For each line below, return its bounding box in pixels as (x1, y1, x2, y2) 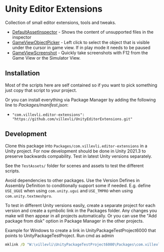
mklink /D (5, 242, 25, 247)
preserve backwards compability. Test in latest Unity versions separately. (5, 153, 152, 159)
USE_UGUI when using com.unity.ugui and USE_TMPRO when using (5, 188, 133, 193)
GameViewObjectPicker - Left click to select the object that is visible (12, 39, 150, 45)
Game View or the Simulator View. (12, 55, 81, 61)
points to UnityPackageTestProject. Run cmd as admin (5, 232, 114, 238)
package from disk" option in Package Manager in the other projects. (5, 218, 144, 224)
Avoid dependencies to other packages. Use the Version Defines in (5, 177, 140, 183)
